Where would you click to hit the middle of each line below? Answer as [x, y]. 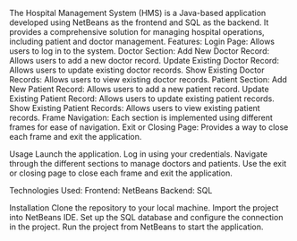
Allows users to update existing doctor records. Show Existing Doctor [137, 70]
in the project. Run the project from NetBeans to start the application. [136, 227]
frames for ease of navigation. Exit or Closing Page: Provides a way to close [149, 127]
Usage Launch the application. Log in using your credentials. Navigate [139, 154]
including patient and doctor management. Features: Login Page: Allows [142, 41]
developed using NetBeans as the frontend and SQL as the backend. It [139, 22]
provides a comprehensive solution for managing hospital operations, [137, 32]
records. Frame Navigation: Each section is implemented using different [141, 117]
